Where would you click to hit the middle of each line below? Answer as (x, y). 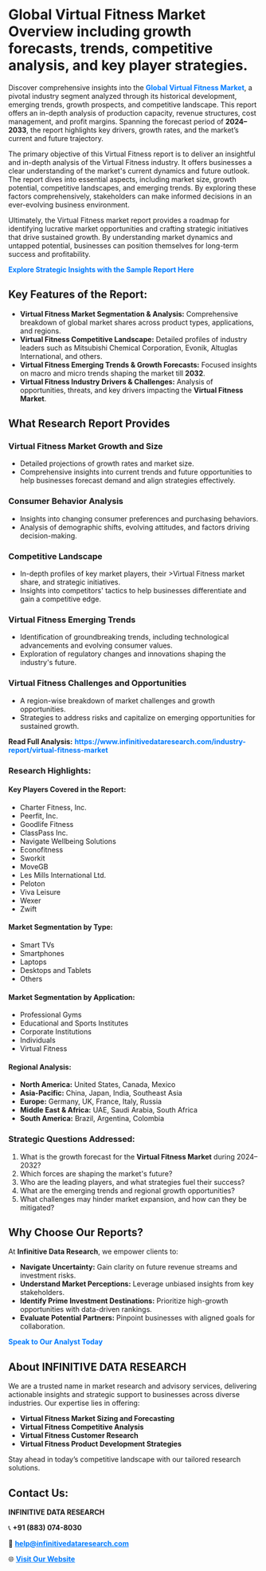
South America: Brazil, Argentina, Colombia (92, 1119)
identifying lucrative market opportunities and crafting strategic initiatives (128, 228)
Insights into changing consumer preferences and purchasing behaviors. (139, 518)
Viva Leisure (40, 892)
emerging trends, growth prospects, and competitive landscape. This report (133, 104)
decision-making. (48, 535)
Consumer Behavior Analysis (66, 502)
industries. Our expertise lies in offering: (74, 1403)
